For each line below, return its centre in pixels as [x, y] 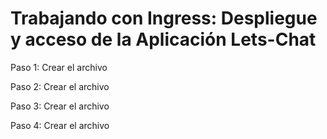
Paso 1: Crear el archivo [59, 67]
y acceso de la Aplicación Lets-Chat [163, 39]
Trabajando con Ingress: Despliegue [164, 18]
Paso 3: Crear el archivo [60, 106]
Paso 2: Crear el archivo [60, 86]
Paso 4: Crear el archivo [60, 125]
